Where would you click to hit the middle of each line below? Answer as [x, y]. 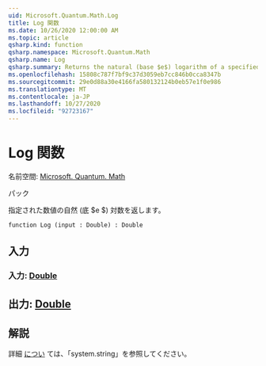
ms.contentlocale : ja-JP [49, 97]
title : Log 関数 [34, 23]
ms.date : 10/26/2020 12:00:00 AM [63, 30]
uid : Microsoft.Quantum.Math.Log [63, 15]
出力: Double [40, 304]
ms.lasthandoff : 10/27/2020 [55, 104]
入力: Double [33, 276]
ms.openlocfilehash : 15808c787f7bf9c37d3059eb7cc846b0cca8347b [115, 74]
